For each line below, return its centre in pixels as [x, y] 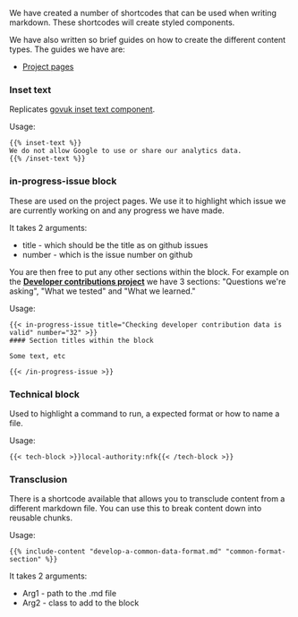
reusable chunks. [41, 518]
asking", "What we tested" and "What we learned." [102, 291]
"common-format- [255, 552]
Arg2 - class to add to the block [81, 603]
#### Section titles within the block [81, 340]
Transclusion [38, 479]
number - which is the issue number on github [107, 254]
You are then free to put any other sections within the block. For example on [149, 271]
